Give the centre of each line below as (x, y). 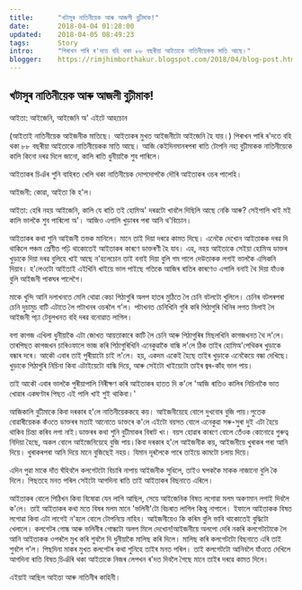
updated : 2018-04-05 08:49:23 (72, 34)
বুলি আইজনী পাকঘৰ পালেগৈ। (47, 278)
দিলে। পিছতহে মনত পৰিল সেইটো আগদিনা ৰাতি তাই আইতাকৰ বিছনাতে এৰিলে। (111, 480)
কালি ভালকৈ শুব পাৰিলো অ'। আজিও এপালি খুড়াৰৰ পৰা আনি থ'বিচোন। (101, 220)
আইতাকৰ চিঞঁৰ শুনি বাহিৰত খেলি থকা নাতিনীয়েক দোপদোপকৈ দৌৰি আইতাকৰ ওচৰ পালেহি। (126, 174)
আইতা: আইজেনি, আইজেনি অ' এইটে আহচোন (68, 117)
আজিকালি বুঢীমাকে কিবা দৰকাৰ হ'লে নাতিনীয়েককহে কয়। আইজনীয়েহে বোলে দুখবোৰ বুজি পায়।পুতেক (138, 412)
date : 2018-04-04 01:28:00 (72, 26)
